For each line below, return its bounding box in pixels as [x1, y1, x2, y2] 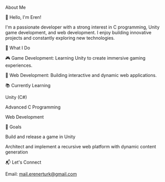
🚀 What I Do [5, 45, 30, 50]
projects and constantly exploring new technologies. [5, 35, 115, 41]
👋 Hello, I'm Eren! [5, 14, 42, 20]
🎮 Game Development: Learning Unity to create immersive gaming [5, 55, 146, 61]
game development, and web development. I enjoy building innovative [5, 30, 152, 35]
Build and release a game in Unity [5, 134, 76, 140]
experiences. [5, 62, 33, 68]
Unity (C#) [5, 94, 27, 100]
